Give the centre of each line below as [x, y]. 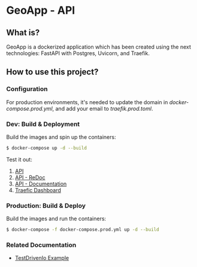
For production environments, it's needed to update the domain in [87, 102]
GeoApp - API [41, 10]
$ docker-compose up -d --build [46, 148]
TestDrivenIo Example [42, 258]
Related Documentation [41, 245]
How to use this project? [52, 72]
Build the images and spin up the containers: [61, 137]
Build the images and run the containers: [56, 219]
